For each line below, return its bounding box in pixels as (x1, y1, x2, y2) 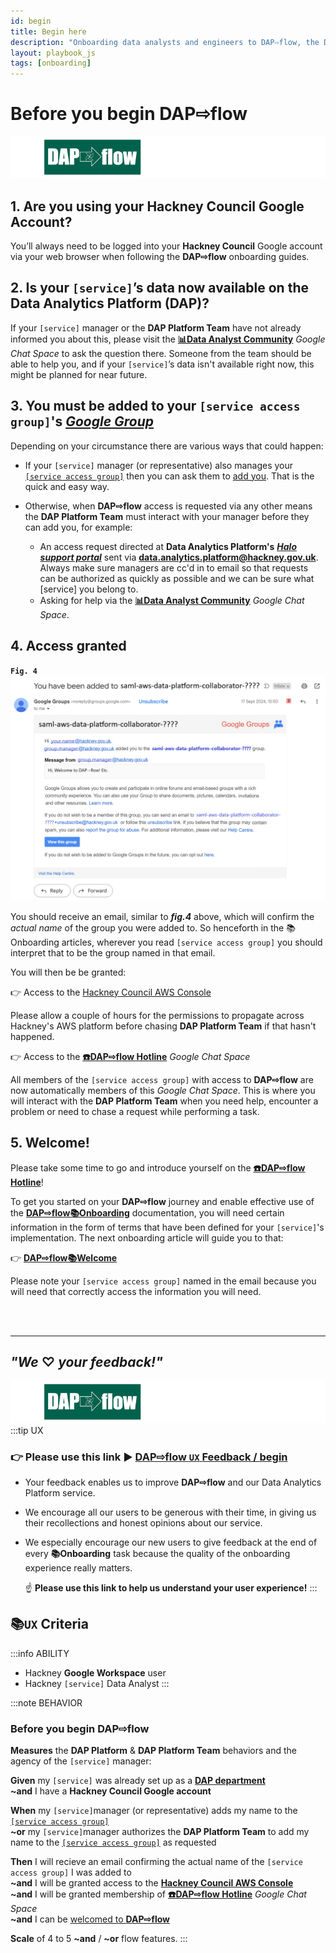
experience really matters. (24, 1561, 133, 1574)
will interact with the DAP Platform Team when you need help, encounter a (10, 1095, 319, 1107)
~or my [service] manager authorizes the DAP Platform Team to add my (10, 1826, 310, 1837)
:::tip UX (10, 1424, 44, 1436)
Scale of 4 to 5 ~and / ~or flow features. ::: (10, 1933, 188, 1944)
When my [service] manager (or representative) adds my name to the (10, 1805, 298, 1816)
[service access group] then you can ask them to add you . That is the (24, 470, 315, 482)
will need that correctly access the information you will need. (10, 1285, 262, 1297)
